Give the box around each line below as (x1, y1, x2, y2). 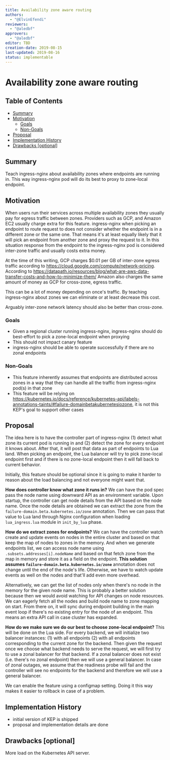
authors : (5, 12, 24, 17)
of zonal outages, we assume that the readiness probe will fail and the (5, 662, 151, 668)
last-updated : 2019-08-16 (5, 50, 60, 55)
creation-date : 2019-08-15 (5, 45, 62, 50)
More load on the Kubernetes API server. (5, 750, 90, 756)
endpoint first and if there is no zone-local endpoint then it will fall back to (5, 456, 159, 462)
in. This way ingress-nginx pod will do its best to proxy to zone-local (5, 176, 148, 182)
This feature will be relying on (12, 390, 75, 396)
